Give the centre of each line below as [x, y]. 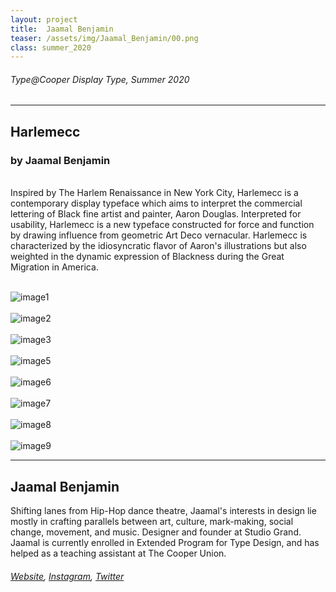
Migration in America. [54, 267]
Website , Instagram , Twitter [67, 576]
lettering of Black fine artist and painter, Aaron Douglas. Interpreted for [156, 214]
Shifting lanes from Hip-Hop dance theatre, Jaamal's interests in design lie [163, 510]
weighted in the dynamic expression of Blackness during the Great [147, 257]
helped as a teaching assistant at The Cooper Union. [118, 553]
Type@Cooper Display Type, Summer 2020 [100, 79]
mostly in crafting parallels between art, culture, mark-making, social [152, 521]
